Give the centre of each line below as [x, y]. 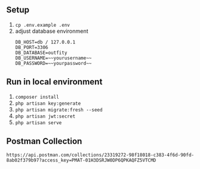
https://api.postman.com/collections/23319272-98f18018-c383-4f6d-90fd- [100, 155]
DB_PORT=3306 [32, 47]
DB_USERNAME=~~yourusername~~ [53, 58]
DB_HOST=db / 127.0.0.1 [45, 42]
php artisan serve [38, 123]
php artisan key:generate [48, 103]
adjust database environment [52, 31]
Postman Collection [44, 141]
